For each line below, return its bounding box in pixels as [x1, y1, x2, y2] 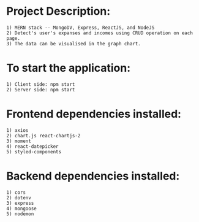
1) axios [6, 127, 29, 133]
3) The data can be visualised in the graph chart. [6, 40, 141, 47]
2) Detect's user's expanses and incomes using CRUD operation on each [6, 29, 193, 36]
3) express [6, 200, 34, 206]
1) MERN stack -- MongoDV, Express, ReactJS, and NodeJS [6, 25, 155, 31]
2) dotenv [6, 194, 32, 201]
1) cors [6, 189, 26, 196]
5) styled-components [6, 148, 62, 155]
